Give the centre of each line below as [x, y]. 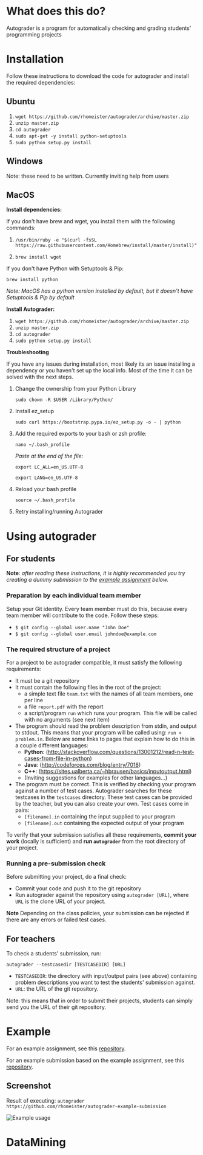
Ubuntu [21, 102]
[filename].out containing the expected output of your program [104, 823]
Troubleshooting [28, 352]
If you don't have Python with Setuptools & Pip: [65, 268]
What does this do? [56, 11]
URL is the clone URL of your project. [60, 901]
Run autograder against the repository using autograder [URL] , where [102, 895]
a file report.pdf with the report [64, 707]
